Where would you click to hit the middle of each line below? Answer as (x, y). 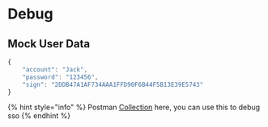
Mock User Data (49, 44)
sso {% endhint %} (39, 116)
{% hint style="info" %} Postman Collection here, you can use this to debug (134, 107)
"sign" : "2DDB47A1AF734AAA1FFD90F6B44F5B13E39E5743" (113, 84)
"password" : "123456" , (60, 77)
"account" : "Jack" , (55, 69)
